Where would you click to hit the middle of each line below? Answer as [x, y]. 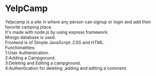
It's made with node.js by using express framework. [57, 32]
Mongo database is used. [30, 37]
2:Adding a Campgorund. [30, 58]
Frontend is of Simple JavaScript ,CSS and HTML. [55, 42]
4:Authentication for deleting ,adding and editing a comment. [66, 68]
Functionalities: [20, 47]
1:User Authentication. [27, 53]
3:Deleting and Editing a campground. [43, 63]
